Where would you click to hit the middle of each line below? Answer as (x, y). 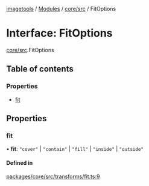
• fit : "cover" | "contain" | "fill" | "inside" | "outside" (75, 149)
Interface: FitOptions (59, 33)
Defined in (20, 162)
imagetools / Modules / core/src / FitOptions (61, 9)
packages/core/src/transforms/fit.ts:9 (53, 176)
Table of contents (40, 69)
